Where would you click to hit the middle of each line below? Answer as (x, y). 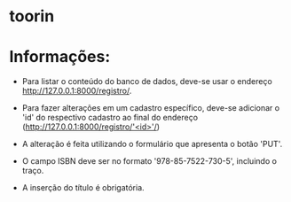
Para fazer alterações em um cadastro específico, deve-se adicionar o (151, 108)
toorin (32, 16)
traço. (33, 171)
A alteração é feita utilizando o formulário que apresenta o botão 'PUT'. (152, 144)
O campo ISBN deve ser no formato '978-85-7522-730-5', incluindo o (149, 161)
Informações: (60, 57)
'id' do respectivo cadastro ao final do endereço (110, 118)
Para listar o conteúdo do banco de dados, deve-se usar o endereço (147, 82)
